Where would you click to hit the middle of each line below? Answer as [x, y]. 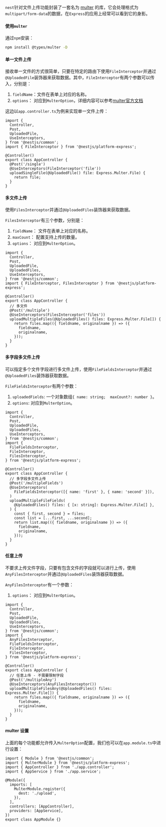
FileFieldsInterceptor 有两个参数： [42, 386]
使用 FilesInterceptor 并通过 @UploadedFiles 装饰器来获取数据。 [69, 210]
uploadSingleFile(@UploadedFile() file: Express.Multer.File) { [78, 173]
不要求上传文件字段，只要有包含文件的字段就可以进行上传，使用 [70, 568]
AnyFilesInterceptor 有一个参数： [40, 585]
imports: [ [21, 785]
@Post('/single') [28, 164]
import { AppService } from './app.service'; [53, 772]
